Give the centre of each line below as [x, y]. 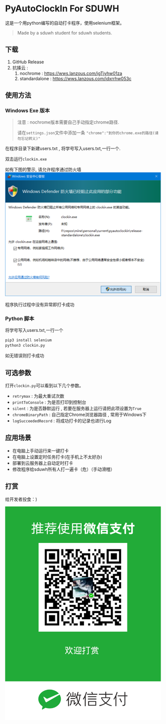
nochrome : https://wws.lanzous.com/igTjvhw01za [71, 73]
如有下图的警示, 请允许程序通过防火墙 [43, 170]
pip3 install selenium [28, 340]
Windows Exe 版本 [28, 111]
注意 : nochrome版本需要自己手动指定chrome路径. [68, 122]
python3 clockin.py [25, 346]
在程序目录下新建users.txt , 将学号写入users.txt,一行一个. [63, 148]
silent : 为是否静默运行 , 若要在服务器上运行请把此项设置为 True [77, 408]
